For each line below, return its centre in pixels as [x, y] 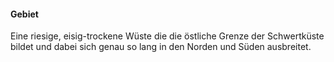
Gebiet [24, 14]
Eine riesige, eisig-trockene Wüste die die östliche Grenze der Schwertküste [167, 36]
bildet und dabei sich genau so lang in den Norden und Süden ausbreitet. [161, 47]
